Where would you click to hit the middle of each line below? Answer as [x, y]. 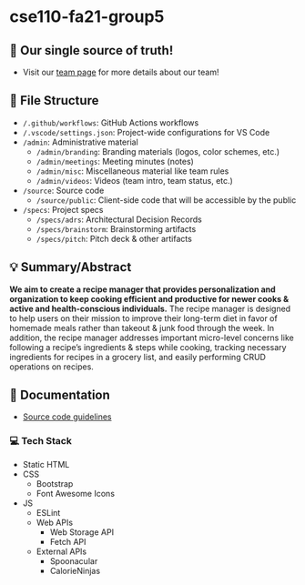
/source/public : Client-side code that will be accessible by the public [166, 200]
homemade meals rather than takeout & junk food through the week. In [142, 328]
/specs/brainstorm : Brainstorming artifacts [116, 228]
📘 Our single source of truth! [91, 50]
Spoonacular [74, 560]
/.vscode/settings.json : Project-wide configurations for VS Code [146, 132]
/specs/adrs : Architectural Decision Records [119, 219]
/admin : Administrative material [80, 142]
